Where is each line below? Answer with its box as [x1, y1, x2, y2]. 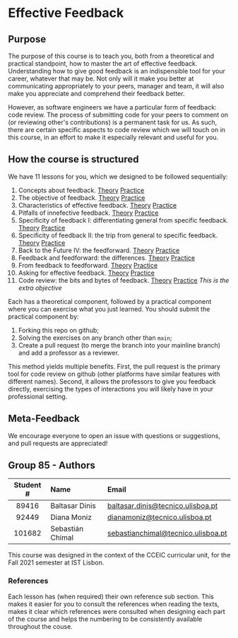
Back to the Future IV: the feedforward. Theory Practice [18, 246, 180, 254]
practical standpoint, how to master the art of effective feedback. [8, 59, 198, 68]
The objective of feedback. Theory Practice [18, 193, 145, 202]
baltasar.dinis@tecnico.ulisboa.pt [107, 501, 218, 511]
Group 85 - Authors [8, 459, 96, 471]
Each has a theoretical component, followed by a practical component [8, 297, 212, 305]
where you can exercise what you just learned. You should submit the [8, 305, 210, 313]
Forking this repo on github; [18, 326, 100, 334]
